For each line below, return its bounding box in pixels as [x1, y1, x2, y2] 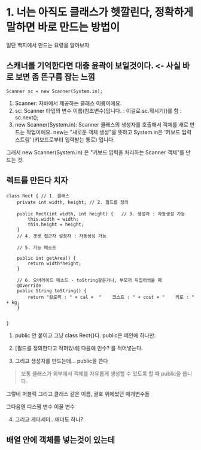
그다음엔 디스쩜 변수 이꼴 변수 [6, 403, 75, 410]
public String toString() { [17, 287, 87, 294]
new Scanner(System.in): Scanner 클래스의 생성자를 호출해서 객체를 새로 [14, 121, 188, 128]
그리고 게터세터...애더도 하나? [14, 415, 84, 423]
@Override [17, 283, 42, 289]
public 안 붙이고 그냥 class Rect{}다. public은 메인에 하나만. [14, 331, 156, 339]
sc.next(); [14, 113, 39, 121]
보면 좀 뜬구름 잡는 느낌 [15, 72, 96, 82]
